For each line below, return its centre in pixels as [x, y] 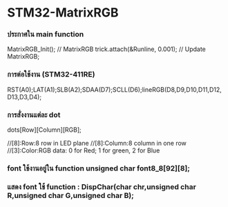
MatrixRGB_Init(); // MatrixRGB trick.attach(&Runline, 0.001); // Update [106, 49]
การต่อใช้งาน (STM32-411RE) [51, 75]
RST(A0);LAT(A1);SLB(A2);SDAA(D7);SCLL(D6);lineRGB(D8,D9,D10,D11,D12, [115, 89]
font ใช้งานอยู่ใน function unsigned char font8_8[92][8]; [98, 168]
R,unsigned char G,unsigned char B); [71, 195]
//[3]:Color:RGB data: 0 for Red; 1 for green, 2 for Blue [84, 150]
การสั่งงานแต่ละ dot [34, 115]
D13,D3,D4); [25, 97]
